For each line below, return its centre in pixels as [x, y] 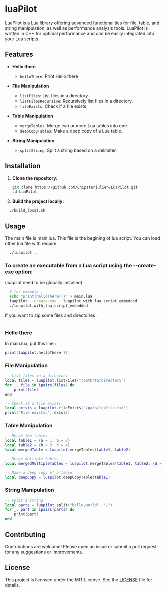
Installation [23, 166]
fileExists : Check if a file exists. [54, 106]
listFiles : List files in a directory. [54, 95]
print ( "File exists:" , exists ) [38, 413]
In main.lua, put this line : [31, 343]
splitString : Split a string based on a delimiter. [68, 150]
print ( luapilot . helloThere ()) [37, 353]
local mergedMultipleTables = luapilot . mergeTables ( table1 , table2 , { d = [84, 463]
